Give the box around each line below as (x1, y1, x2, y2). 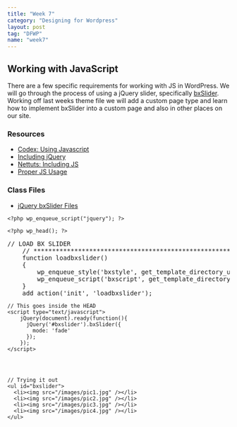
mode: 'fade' (32, 327, 71, 334)
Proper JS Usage (17, 167, 68, 176)
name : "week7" (7, 37, 49, 44)
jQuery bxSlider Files (17, 201, 78, 210)
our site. (7, 111, 32, 120)
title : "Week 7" (7, 10, 55, 18)
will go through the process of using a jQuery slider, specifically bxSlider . (7, 89, 219, 97)
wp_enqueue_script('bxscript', (37, 275, 145, 283)
